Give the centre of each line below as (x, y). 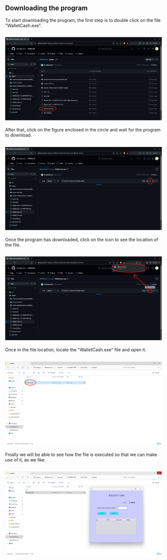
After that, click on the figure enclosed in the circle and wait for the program (83, 130)
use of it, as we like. (26, 459)
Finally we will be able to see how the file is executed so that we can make (81, 454)
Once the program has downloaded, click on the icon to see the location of (82, 239)
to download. (19, 135)
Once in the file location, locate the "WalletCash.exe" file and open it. (76, 350)
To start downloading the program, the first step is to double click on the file (83, 20)
